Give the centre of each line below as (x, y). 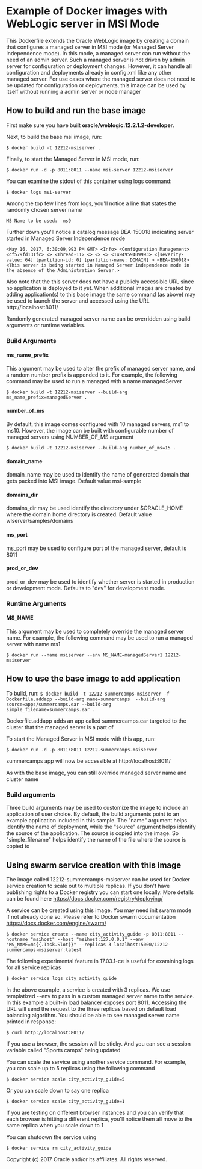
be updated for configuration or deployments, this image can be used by (96, 85)
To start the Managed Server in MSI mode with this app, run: (81, 739)
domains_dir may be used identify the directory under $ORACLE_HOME (95, 508)
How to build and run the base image (76, 110)
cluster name (23, 779)
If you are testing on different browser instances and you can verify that (95, 1112)
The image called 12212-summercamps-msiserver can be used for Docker (98, 879)
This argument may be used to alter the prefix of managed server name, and (101, 368)
